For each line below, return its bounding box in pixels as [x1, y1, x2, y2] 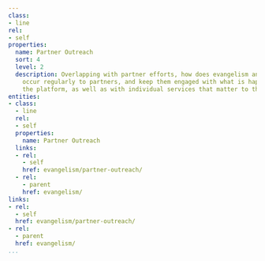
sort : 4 [15, 56, 41, 64]
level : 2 [15, 63, 44, 71]
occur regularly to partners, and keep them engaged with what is [22, 78, 245, 85]
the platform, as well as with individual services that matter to [22, 85, 248, 93]
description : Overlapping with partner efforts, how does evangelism [15, 70, 248, 78]
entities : [8, 93, 41, 100]
